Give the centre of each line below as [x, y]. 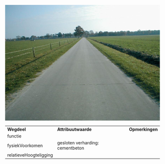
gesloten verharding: [78, 143]
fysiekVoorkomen [25, 145]
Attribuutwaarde [74, 129]
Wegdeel [16, 129]
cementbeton [71, 148]
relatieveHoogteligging [30, 155]
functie [14, 136]
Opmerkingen [143, 129]
